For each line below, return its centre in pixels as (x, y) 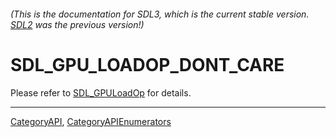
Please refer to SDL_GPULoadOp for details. (101, 92)
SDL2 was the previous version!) (77, 24)
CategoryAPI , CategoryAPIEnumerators (91, 121)
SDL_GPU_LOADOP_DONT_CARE (147, 64)
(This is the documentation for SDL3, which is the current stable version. (160, 14)
